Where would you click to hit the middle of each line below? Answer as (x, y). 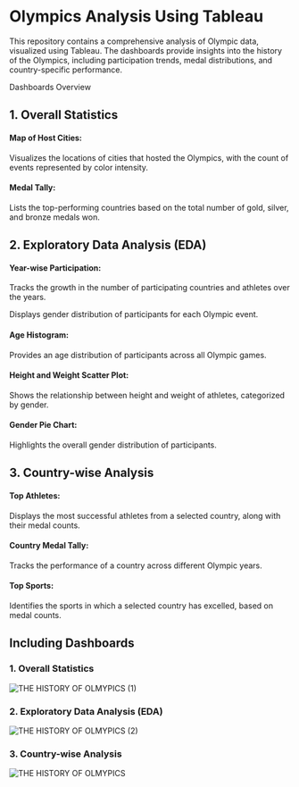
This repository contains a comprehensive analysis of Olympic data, (134, 41)
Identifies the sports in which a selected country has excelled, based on (141, 606)
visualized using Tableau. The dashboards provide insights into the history (146, 50)
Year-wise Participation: (55, 268)
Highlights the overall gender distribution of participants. (113, 445)
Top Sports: (32, 586)
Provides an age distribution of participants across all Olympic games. (138, 355)
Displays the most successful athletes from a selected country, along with (145, 515)
